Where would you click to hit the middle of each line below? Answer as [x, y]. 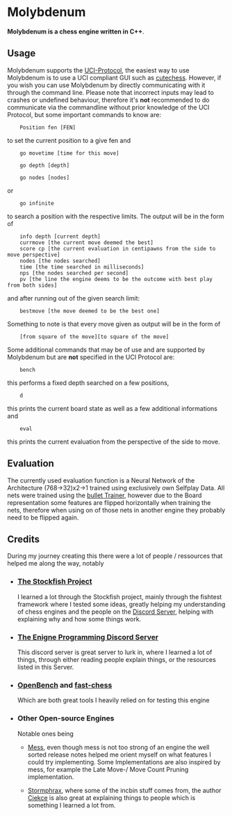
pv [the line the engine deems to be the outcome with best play [116, 279]
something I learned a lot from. [72, 805]
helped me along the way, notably [56, 564]
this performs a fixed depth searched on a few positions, [88, 383]
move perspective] [34, 255]
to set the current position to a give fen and [69, 140]
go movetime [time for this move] [69, 153]
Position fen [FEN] [48, 127]
